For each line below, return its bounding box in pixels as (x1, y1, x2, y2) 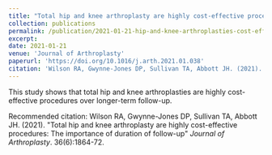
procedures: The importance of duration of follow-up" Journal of (8, 128, 225, 138)
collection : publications (8, 19, 96, 28)
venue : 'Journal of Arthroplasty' (8, 50, 125, 58)
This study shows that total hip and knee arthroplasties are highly (8, 87, 227, 97)
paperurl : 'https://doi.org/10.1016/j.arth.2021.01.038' (8, 58, 205, 66)
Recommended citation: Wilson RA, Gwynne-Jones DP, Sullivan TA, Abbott (8, 111, 257, 121)
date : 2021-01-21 (8, 42, 67, 50)
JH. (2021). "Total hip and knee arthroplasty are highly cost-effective (8, 119, 238, 130)
